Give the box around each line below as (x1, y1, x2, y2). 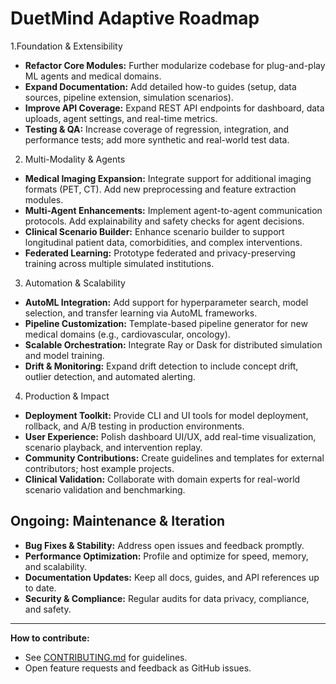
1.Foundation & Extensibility (10, 40, 123, 52)
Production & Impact (24, 390, 110, 402)
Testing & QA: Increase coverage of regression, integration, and (24, 123, 290, 135)
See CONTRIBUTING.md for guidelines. (24, 651, 188, 663)
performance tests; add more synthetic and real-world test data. (24, 133, 290, 146)
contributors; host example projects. (24, 462, 175, 474)
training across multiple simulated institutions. (24, 257, 215, 269)
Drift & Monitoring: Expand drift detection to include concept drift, (24, 360, 299, 372)
